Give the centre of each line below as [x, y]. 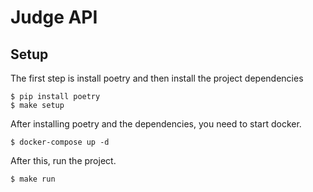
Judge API [54, 17]
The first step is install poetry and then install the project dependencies [157, 78]
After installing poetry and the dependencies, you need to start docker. [156, 124]
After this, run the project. [63, 160]
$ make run [33, 179]
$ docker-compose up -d [60, 142]
